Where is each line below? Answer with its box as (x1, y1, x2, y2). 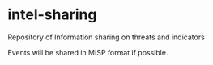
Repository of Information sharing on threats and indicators (7, 32, 206, 42)
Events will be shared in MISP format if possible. (7, 47, 168, 57)
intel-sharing (7, 6, 97, 24)
